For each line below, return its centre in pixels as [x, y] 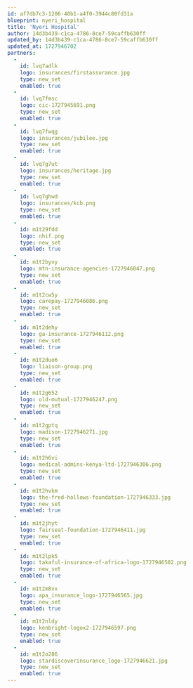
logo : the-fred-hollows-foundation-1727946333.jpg [95, 497]
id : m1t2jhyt [39, 524]
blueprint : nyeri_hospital [47, 20]
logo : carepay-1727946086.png [64, 301]
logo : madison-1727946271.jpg [64, 432]
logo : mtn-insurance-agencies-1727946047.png [88, 268]
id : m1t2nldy [39, 622]
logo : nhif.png [42, 236]
